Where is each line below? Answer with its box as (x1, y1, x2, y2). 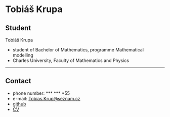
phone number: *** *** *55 (12, 90, 70, 96)
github (12, 101, 26, 107)
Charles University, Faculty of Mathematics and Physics (12, 57, 129, 64)
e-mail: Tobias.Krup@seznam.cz (12, 95, 80, 101)
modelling (12, 52, 34, 58)
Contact (5, 77, 31, 85)
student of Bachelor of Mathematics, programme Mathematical (12, 47, 144, 52)
